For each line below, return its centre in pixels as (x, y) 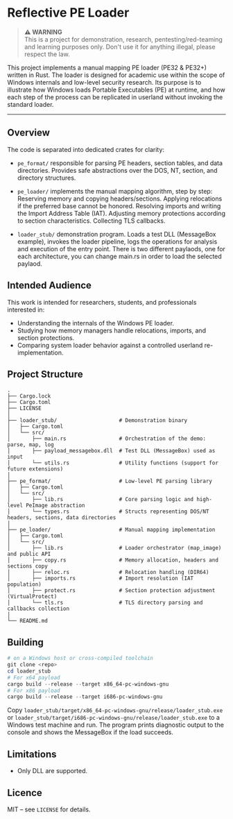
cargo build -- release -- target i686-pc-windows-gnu (85, 697)
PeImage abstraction (55, 506)
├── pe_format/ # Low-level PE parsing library (110, 481)
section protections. (46, 337)
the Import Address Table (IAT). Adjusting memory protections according (121, 213)
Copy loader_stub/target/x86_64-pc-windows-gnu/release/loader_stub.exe (115, 710)
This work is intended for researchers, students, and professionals (102, 302)
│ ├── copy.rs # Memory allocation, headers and (113, 560)
